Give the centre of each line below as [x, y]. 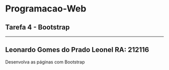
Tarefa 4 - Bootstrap [37, 27]
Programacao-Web [46, 9]
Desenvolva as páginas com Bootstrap [45, 62]
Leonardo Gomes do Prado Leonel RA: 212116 [77, 50]
